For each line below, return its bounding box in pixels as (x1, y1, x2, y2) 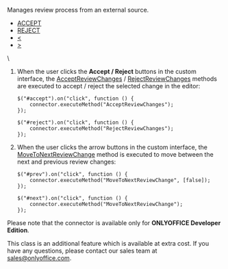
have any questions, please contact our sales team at (7, 246, 157, 255)
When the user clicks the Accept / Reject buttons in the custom (16, 68, 197, 75)
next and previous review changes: (16, 157, 116, 166)
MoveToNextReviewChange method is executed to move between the (16, 151, 214, 158)
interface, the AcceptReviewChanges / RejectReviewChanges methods (16, 75, 218, 83)
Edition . (7, 226, 29, 234)
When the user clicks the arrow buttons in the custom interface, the (16, 143, 207, 151)
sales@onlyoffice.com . (7, 254, 72, 262)
